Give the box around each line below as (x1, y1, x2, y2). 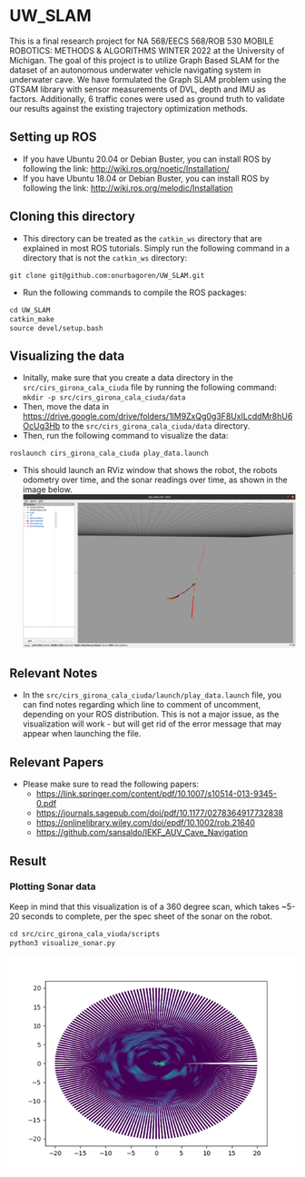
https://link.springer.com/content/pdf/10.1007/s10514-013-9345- (35, 788, 278, 799)
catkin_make (9, 314, 54, 323)
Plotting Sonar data (9, 880, 97, 893)
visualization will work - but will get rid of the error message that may (22, 718, 282, 729)
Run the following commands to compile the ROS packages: (22, 287, 247, 298)
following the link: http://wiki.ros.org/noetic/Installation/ (22, 163, 230, 173)
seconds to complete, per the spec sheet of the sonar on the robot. (21, 910, 273, 922)
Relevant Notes (9, 665, 98, 681)
